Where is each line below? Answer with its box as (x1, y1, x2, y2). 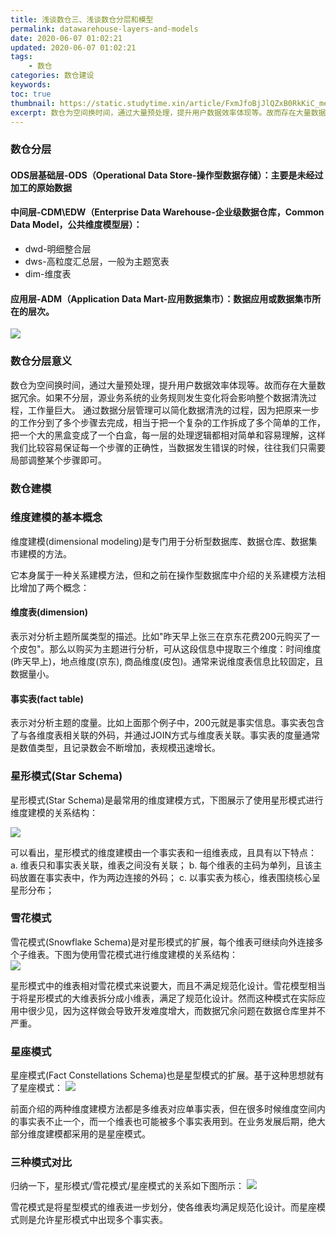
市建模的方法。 (10, 547, 72, 560)
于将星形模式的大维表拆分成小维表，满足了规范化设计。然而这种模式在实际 (10, 992, 317, 1004)
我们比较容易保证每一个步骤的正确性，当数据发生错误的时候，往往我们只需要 (10, 441, 326, 453)
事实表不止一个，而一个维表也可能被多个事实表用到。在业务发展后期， (18, 1116, 308, 1128)
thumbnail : (10, 98, 56, 108)
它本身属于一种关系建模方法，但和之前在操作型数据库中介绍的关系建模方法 (10, 569, 317, 581)
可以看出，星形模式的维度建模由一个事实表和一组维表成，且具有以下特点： (10, 846, 317, 858)
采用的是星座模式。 (71, 1128, 151, 1140)
